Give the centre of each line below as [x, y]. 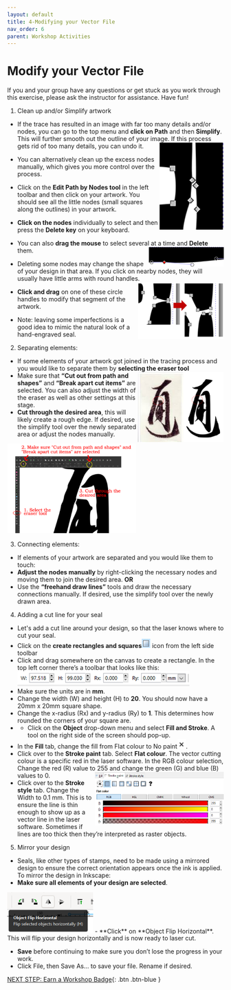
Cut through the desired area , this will [71, 412]
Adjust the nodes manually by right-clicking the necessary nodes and [117, 572]
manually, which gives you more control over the [86, 167]
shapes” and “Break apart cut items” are [76, 383]
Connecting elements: [48, 544]
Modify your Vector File [76, 71]
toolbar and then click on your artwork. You [78, 195]
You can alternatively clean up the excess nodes [86, 160]
